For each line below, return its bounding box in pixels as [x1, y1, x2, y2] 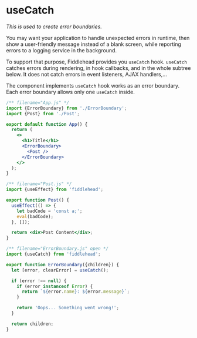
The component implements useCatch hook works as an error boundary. [6, 82, 180, 89]
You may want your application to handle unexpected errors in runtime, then [6, 34, 190, 41]
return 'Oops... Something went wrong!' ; [16, 305, 119, 311]
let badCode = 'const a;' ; [16, 208, 83, 214]
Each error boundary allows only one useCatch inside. [6, 88, 135, 95]
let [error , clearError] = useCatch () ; [11, 267, 109, 273]
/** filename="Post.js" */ [6, 181, 72, 187]
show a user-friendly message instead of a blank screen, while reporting [6, 41, 182, 48]
